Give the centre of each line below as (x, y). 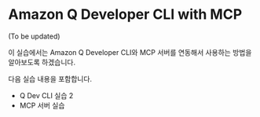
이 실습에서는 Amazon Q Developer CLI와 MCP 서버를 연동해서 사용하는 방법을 (130, 52)
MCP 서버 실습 (42, 105)
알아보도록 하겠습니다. (42, 62)
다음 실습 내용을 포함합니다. (50, 79)
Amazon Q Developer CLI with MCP (125, 15)
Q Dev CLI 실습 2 (46, 95)
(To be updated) (34, 36)
